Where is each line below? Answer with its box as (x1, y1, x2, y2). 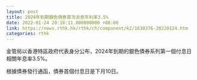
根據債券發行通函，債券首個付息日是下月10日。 (6, 68, 122, 75)
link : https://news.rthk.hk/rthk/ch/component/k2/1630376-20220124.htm (6, 25, 188, 31)
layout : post (6, 8, 39, 15)
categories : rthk (6, 31, 50, 37)
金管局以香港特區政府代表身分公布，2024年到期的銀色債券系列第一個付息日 (6, 48, 192, 55)
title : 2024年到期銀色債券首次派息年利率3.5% (6, 14, 109, 20)
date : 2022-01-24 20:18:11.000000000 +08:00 (6, 20, 119, 25)
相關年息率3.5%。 (6, 55, 51, 62)
